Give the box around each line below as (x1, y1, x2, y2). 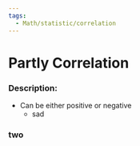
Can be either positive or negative (19, 100, 132, 110)
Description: (8, 82, 58, 93)
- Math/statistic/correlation (15, 19, 116, 27)
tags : (8, 11, 26, 20)
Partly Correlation (8, 54, 130, 72)
